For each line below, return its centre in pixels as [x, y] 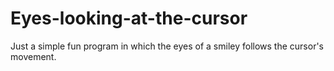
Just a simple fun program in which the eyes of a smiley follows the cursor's [167, 46]
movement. [33, 56]
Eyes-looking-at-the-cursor [129, 18]
